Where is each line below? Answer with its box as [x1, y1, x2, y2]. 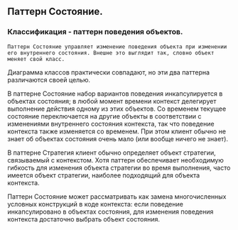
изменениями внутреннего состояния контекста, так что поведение [7, 119, 215, 128]
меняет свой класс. [7, 55, 65, 62]
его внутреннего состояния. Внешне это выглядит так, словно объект [7, 49, 215, 56]
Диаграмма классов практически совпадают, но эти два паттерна [7, 67, 210, 77]
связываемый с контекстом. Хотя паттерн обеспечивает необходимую [7, 155, 224, 164]
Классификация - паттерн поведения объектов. [7, 27, 183, 37]
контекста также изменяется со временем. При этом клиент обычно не [7, 127, 226, 136]
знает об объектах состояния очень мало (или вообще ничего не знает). [7, 134, 229, 143]
